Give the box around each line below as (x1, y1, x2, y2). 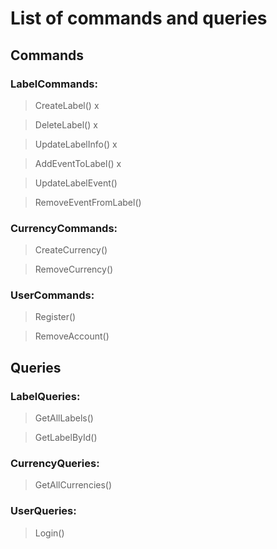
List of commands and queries (10, 7, 268, 30)
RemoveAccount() (34, 330, 110, 342)
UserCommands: (10, 288, 95, 302)
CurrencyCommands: (10, 221, 118, 235)
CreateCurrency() (34, 244, 108, 256)
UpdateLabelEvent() (34, 177, 118, 189)
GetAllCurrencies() (34, 479, 113, 491)
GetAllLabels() (34, 412, 94, 424)
